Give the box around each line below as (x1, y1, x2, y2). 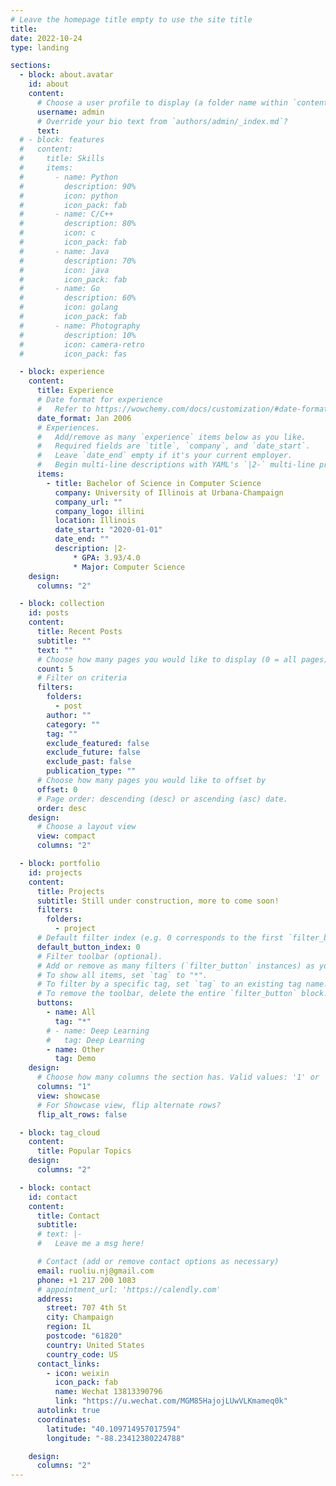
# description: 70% (19, 256, 137, 266)
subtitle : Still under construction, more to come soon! (36, 896, 280, 906)
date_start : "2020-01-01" (54, 525, 163, 535)
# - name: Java (19, 246, 110, 256)
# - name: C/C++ (19, 209, 114, 220)
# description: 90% (19, 181, 137, 191)
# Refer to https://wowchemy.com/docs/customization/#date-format (36, 404, 329, 414)
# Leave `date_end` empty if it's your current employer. (36, 451, 293, 461)
